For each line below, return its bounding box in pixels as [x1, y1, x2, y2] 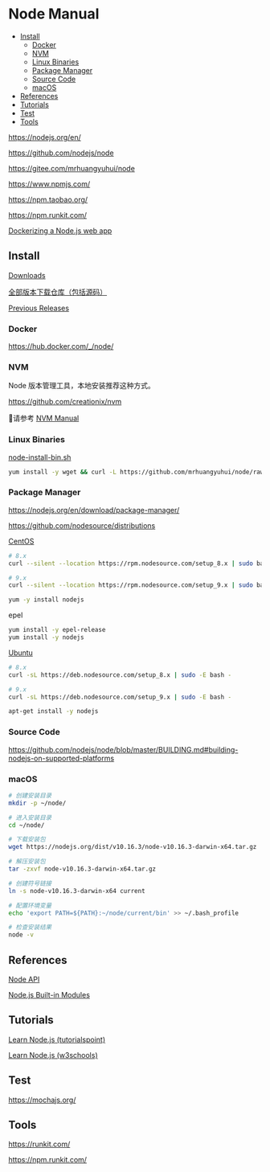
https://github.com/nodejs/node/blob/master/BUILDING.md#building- [8, 744, 239, 754]
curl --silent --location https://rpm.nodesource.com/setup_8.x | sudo [8, 559, 253, 568]
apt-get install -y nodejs [8, 707, 99, 715]
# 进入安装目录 [8, 813, 52, 822]
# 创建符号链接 [8, 879, 52, 887]
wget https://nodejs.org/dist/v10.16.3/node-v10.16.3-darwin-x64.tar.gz [8, 843, 257, 851]
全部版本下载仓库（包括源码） [8, 287, 107, 297]
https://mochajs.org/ [8, 1095, 76, 1104]
